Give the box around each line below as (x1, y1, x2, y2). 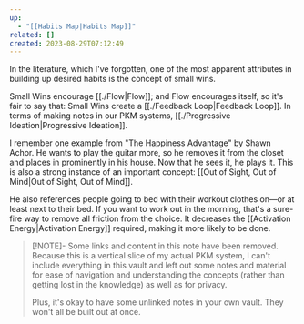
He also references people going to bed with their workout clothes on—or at (9, 194, 295, 205)
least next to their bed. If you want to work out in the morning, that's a (9, 204, 271, 215)
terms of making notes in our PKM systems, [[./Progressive (9, 110, 231, 121)
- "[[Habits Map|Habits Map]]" (17, 22, 137, 31)
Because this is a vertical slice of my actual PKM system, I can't (31, 250, 271, 261)
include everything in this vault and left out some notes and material (31, 260, 287, 271)
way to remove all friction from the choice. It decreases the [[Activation (24, 213, 291, 224)
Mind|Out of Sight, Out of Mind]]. (9, 177, 134, 187)
